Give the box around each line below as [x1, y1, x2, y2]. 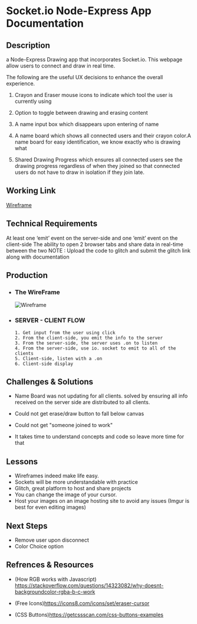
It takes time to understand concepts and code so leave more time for [14, 433, 185, 440]
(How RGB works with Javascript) [14, 575, 97, 583]
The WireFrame [14, 288, 60, 296]
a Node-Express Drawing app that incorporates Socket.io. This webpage [6, 56, 183, 63]
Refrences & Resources [6, 560, 94, 570]
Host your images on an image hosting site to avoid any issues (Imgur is [14, 497, 190, 505]
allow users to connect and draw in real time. [6, 62, 116, 69]
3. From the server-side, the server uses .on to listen [14, 340, 158, 346]
